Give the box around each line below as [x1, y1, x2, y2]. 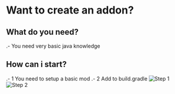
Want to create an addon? [6, 4, 134, 17]
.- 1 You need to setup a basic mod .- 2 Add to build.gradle [6, 75, 148, 82]
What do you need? [6, 27, 79, 37]
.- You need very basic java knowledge [6, 42, 100, 49]
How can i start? [6, 59, 67, 69]
